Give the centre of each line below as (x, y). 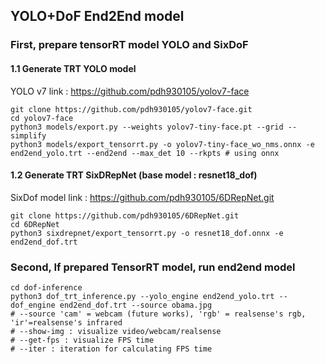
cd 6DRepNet (35, 224)
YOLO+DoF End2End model (97, 16)
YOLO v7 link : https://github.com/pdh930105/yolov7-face (130, 91)
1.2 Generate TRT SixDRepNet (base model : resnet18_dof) (134, 175)
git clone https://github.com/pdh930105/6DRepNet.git (125, 215)
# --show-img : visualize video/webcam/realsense (116, 332)
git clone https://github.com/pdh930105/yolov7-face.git (131, 109)
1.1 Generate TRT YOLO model (73, 68)
